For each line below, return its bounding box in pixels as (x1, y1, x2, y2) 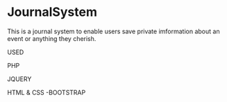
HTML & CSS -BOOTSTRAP (7, 88, 86, 96)
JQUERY (7, 74, 32, 83)
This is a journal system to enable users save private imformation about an (7, 27, 220, 35)
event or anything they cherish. (7, 34, 96, 42)
